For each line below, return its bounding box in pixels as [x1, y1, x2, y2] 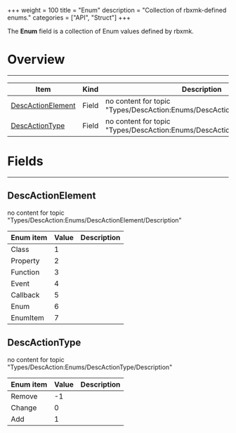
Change [11, 403, 37, 413]
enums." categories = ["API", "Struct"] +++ [7, 13, 131, 22]
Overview [7, 52, 65, 67]
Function [11, 267, 40, 277]
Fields [7, 154, 44, 169]
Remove [11, 391, 38, 401]
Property [11, 255, 40, 265]
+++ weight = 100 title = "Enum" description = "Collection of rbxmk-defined [7, 6, 227, 14]
